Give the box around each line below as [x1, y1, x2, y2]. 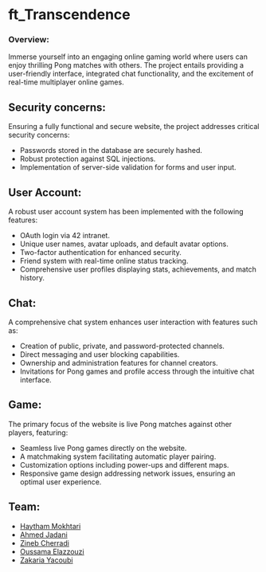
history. [19, 273, 45, 283]
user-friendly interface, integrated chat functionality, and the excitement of [8, 69, 254, 79]
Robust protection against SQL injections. [19, 154, 156, 164]
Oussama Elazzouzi [19, 547, 85, 556]
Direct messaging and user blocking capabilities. [19, 349, 180, 359]
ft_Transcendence [8, 6, 131, 24]
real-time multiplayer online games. [8, 77, 125, 87]
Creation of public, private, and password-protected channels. [19, 341, 225, 351]
